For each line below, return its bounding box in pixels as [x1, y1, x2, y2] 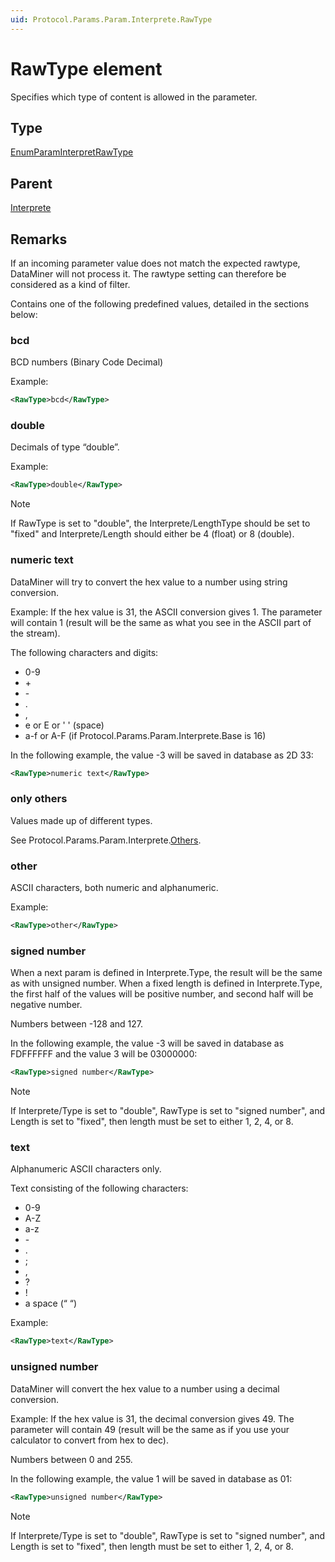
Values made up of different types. [10, 814, 153, 826]
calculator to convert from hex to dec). [10, 1434, 169, 1446]
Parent [10, 175, 53, 192]
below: [10, 309, 38, 320]
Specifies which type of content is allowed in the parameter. [10, 91, 258, 103]
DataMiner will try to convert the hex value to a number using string [10, 576, 288, 588]
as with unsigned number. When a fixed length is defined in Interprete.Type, [10, 977, 323, 990]
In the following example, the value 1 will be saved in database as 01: [10, 1472, 293, 1485]
